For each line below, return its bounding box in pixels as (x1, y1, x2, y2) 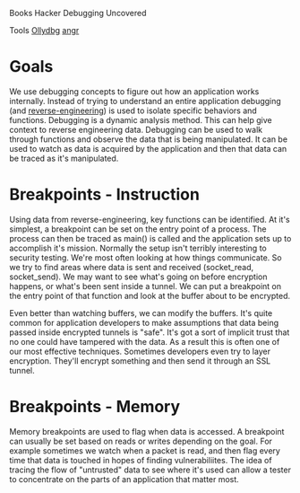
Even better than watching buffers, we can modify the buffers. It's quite (9, 307, 273, 318)
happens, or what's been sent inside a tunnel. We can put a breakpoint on (9, 280, 282, 291)
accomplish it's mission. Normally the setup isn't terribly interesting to (9, 242, 267, 253)
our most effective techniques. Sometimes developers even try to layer (9, 346, 271, 357)
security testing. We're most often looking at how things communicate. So (9, 251, 282, 263)
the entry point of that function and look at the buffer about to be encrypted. (9, 290, 291, 301)
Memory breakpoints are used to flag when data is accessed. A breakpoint (9, 426, 285, 436)
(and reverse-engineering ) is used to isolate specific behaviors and (9, 105, 257, 116)
